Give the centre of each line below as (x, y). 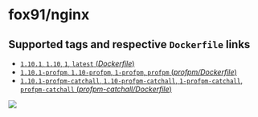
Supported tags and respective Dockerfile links (129, 44)
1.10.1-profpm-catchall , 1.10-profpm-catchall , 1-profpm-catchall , (131, 81)
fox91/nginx (49, 15)
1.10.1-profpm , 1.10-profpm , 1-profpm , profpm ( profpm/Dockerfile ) (128, 72)
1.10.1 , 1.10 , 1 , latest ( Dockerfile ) (77, 63)
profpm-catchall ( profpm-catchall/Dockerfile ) (96, 89)
